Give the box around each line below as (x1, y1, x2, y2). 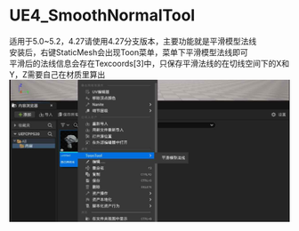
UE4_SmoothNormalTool (9, 5, 196, 26)
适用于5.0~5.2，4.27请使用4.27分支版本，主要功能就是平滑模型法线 (9, 36, 257, 46)
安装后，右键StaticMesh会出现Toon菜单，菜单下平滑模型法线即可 (9, 46, 248, 58)
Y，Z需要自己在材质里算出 (9, 68, 106, 80)
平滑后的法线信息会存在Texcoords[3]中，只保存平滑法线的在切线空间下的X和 (9, 58, 290, 68)
